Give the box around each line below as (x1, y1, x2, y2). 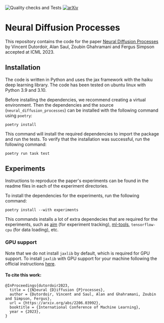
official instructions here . (5, 260, 56, 266)
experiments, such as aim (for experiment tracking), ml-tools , (5, 221, 130, 227)
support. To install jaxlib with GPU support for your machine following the (5, 256, 158, 261)
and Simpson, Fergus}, (5, 296, 52, 301)
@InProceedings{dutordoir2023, (5, 283, 70, 288)
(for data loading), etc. (13, 226, 59, 233)
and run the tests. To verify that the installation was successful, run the (5, 136, 150, 142)
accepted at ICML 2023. (5, 49, 55, 55)
